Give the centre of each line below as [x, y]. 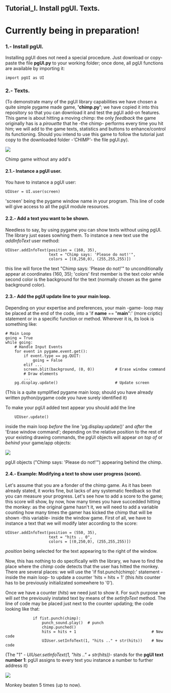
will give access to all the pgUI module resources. [57, 207]
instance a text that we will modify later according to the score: [71, 523]
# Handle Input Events [39, 347]
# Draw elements [41, 374]
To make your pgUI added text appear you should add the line [70, 407]
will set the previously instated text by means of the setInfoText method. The [86, 598]
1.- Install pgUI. [24, 47]
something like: [21, 324]
